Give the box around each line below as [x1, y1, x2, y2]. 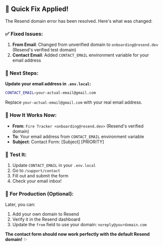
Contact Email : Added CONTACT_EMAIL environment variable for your [12, 52, 149, 58]
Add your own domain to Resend [12, 211, 79, 217]
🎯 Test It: [5, 151, 27, 158]
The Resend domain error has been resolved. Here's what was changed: [5, 18, 153, 24]
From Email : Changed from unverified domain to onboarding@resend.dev [12, 41, 159, 47]
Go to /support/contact [12, 167, 60, 173]
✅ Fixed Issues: [5, 30, 43, 37]
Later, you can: [5, 202, 36, 207]
